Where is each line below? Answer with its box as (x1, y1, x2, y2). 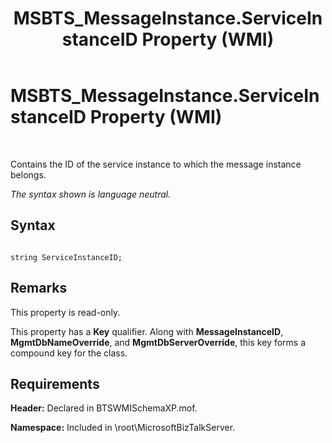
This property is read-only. (10, 306, 121, 318)
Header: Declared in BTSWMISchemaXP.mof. (10, 402, 198, 414)
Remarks (10, 280, 68, 297)
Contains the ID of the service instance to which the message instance (10, 158, 302, 170)
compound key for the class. (10, 347, 128, 359)
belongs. (10, 168, 47, 181)
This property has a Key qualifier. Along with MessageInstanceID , (10, 325, 284, 337)
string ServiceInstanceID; (10, 252, 123, 262)
